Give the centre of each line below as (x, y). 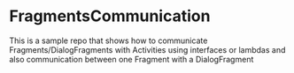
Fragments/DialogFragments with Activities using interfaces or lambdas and (147, 49)
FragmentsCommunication (110, 16)
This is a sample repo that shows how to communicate (108, 40)
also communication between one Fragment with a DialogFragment (132, 59)
